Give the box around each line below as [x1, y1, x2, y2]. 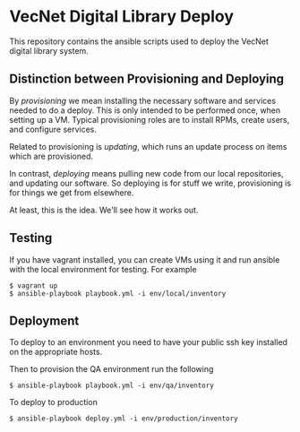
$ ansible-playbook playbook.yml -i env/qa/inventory [9, 381, 215, 391]
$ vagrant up [9, 281, 58, 290]
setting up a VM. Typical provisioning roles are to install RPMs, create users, [9, 114, 290, 125]
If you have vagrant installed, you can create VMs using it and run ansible [9, 254, 280, 265]
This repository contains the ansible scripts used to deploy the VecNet [9, 36, 269, 47]
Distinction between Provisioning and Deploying [9, 72, 285, 87]
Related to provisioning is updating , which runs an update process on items [9, 141, 287, 151]
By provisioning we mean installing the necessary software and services [9, 95, 276, 106]
